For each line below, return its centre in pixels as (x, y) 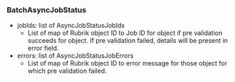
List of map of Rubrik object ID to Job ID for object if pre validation (125, 33)
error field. (43, 48)
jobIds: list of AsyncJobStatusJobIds (71, 26)
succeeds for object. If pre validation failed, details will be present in (128, 41)
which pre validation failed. (67, 71)
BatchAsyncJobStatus (47, 10)
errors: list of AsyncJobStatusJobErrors (75, 56)
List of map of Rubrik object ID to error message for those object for (127, 63)
